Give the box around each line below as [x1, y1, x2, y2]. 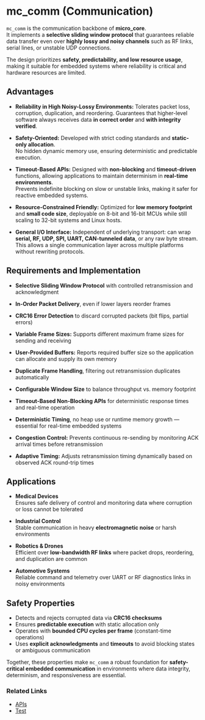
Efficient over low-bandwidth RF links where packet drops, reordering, [15, 549, 194, 556]
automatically [15, 373, 49, 380]
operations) [15, 634, 45, 641]
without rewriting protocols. [15, 248, 85, 255]
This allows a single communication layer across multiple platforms [15, 241, 184, 248]
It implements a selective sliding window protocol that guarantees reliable [6, 31, 194, 38]
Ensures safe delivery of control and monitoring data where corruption [15, 499, 192, 507]
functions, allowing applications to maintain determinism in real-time [15, 172, 189, 179]
